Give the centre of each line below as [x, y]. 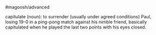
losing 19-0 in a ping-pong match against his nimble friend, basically [76, 22]
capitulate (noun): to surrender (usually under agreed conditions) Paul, [78, 17]
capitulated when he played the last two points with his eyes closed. [76, 27]
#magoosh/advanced [27, 7]
